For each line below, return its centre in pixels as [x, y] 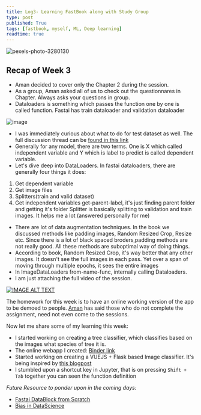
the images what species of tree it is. [60, 344]
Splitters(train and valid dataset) [55, 196]
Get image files [34, 189]
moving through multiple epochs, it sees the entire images [87, 265]
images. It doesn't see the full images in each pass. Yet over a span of [101, 259]
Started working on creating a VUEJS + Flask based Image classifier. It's [104, 357]
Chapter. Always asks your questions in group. [72, 97]
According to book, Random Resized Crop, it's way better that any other [104, 253]
